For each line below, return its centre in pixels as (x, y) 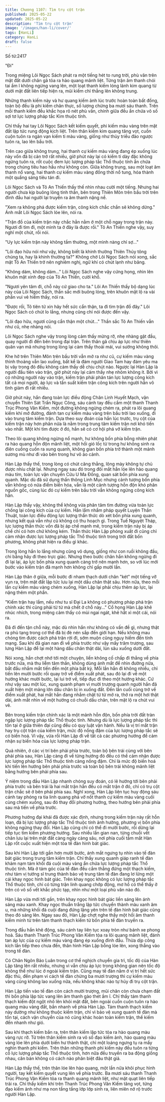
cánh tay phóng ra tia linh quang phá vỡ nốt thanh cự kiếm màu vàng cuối (80, 797)
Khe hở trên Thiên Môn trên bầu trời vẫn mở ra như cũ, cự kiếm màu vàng (80, 356)
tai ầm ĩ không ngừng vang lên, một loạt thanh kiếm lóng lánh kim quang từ (81, 86)
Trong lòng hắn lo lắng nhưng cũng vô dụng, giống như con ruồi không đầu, (82, 551)
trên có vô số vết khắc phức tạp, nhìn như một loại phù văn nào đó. (73, 889)
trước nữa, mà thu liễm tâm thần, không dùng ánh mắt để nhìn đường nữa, (80, 663)
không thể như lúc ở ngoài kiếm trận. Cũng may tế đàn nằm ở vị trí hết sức (80, 971)
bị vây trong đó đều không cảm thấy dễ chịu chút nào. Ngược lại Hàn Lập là (82, 367)
